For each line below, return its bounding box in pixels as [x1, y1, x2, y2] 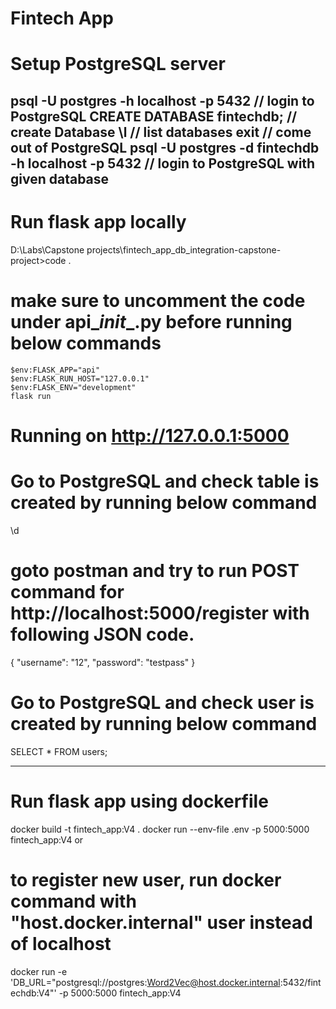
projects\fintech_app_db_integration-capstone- [86, 243, 282, 256]
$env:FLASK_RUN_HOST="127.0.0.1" [10, 373, 150, 384]
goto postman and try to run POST [10, 559, 300, 582]
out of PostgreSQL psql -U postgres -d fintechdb [10, 139, 320, 156]
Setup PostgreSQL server [10, 53, 226, 76]
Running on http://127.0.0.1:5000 [10, 424, 290, 447]
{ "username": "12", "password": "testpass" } [10, 656, 196, 668]
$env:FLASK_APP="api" [10, 365, 101, 375]
